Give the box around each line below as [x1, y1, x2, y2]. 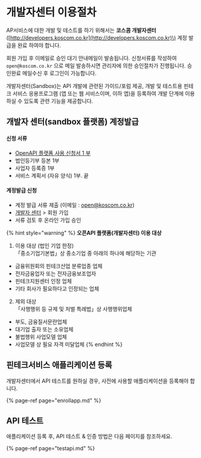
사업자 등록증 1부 [14, 164, 55, 172]
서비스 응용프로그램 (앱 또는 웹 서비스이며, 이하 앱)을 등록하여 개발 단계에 [12, 90, 184, 97]
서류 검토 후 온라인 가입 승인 [14, 216, 81, 224]
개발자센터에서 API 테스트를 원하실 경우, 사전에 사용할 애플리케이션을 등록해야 [6, 377, 189, 384]
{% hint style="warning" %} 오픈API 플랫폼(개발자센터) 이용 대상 [6, 229, 162, 236]
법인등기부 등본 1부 [14, 157, 60, 164]
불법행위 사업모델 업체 [14, 333, 68, 340]
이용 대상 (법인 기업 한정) [14, 242, 74, 249]
